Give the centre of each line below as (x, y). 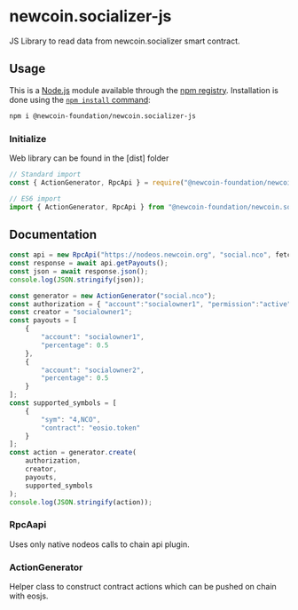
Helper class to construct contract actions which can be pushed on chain (143, 587)
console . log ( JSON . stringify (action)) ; (81, 502)
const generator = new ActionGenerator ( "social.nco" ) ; (113, 296)
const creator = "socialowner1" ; (71, 313)
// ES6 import (35, 198)
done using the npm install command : (80, 99)
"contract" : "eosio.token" (91, 428)
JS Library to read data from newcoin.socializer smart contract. (125, 41)
